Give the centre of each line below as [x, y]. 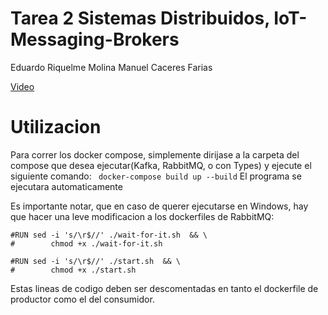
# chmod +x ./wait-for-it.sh [86, 243]
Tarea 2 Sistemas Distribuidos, [140, 18]
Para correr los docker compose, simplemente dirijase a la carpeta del [155, 154]
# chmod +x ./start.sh [73, 270]
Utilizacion [56, 127]
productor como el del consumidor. [82, 299]
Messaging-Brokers [95, 39]
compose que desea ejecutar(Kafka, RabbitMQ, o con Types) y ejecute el [161, 165]
